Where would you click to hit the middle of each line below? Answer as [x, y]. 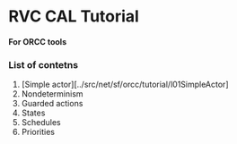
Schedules [41, 123]
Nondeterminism [52, 94]
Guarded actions [52, 104]
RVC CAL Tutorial [74, 17]
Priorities [38, 132]
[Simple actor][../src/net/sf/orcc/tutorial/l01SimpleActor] [125, 85]
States [33, 113]
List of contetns [43, 64]
